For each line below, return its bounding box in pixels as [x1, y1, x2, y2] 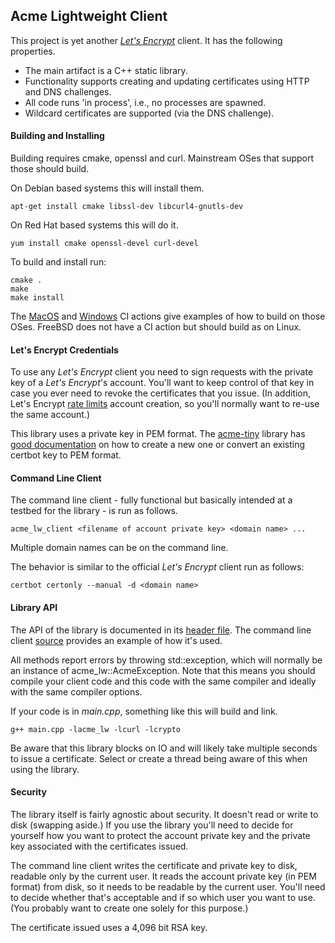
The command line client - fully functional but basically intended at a [10, 494, 293, 506]
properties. [10, 45, 56, 57]
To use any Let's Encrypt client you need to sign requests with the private [10, 366, 314, 378]
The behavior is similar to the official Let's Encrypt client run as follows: [10, 561, 305, 573]
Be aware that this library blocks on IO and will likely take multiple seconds [10, 742, 318, 754]
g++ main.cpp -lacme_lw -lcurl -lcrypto [10, 724, 182, 734]
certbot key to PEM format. [10, 449, 122, 461]
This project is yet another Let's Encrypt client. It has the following [10, 34, 283, 46]
